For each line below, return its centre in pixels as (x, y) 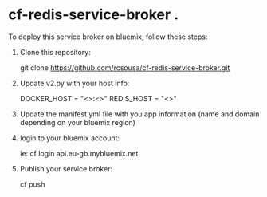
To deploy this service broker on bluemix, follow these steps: (108, 37)
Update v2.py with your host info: (75, 83)
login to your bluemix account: (70, 138)
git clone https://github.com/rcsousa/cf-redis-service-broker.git (125, 67)
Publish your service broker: (66, 168)
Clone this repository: (55, 52)
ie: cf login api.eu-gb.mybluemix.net (79, 153)
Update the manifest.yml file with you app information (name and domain (139, 114)
